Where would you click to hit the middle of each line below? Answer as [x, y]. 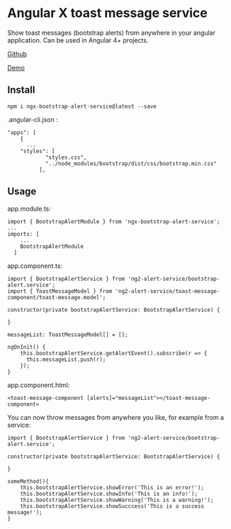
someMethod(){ [28, 481]
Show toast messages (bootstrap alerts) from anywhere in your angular [112, 33]
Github [17, 54]
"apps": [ [22, 133]
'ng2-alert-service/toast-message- [168, 291]
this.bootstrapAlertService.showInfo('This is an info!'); [109, 494]
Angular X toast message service [107, 13]
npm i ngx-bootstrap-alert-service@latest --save [82, 106]
